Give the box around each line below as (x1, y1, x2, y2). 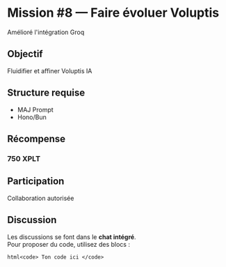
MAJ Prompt (17, 105, 54, 114)
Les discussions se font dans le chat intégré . (7, 232, 137, 241)
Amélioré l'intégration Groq (7, 28, 85, 36)
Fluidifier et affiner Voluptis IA (7, 66, 92, 75)
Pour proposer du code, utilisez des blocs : (7, 240, 131, 248)
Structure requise (7, 87, 86, 99)
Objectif (7, 48, 43, 60)
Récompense (7, 132, 66, 144)
